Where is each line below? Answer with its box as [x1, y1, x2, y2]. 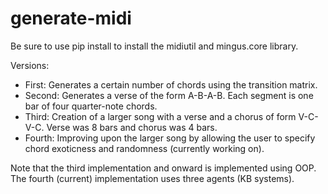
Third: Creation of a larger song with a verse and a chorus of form [24, 110, 297, 122]
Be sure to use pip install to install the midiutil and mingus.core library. [10, 40, 299, 52]
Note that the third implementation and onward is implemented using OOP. [10, 162, 317, 174]
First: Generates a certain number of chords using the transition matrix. [24, 78, 318, 91]
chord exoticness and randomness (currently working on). [24, 142, 265, 154]
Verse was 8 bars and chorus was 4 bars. [46, 121, 218, 133]
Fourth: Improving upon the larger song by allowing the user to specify [24, 132, 316, 144]
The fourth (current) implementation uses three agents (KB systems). [10, 172, 295, 184]
